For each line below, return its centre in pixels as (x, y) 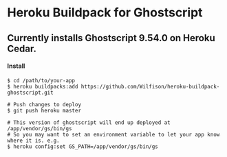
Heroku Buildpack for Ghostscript (105, 13)
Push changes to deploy (47, 104)
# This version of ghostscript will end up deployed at (89, 122)
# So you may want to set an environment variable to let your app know (113, 134)
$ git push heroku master (44, 110)
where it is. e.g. (33, 141)
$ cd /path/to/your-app (41, 80)
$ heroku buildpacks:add (43, 86)
